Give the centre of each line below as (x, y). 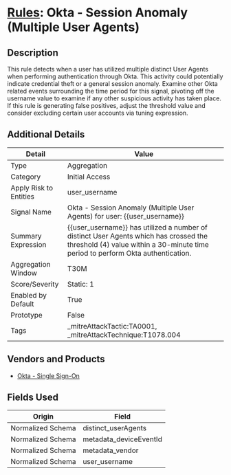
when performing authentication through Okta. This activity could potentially (115, 76)
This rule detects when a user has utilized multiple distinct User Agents (108, 69)
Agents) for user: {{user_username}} (126, 216)
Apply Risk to (32, 188)
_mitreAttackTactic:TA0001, (112, 326)
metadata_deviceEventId (122, 439)
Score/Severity (35, 284)
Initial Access (89, 177)
